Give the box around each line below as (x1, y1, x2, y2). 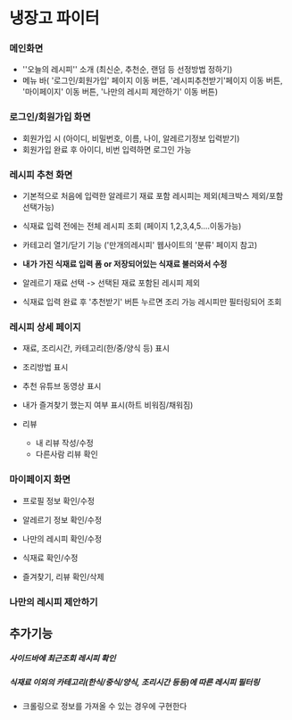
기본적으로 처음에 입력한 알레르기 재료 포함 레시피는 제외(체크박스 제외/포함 (21, 191, 284, 202)
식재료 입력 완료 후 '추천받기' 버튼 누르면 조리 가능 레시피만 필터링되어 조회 (21, 296, 282, 308)
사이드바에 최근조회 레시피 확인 (9, 652, 116, 663)
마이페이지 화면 (9, 474, 71, 486)
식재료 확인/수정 (21, 552, 79, 563)
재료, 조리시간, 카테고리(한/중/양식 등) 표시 (21, 343, 170, 353)
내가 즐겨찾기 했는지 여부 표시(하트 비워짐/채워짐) (21, 400, 194, 410)
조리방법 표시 (21, 362, 69, 373)
